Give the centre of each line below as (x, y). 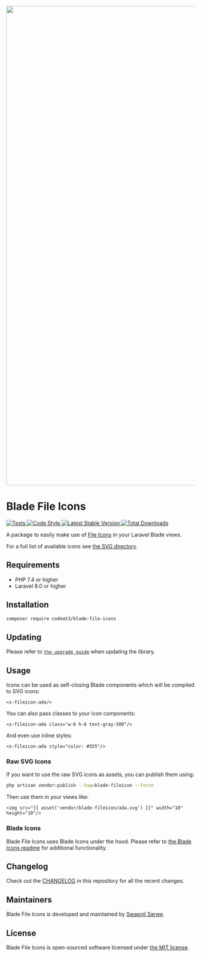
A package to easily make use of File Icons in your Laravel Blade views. (94, 535)
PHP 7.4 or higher (36, 579)
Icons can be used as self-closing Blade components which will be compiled (100, 685)
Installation (28, 605)
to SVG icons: (23, 692)
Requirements (33, 565)
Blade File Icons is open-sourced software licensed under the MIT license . (98, 947)
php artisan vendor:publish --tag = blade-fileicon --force (80, 786)
